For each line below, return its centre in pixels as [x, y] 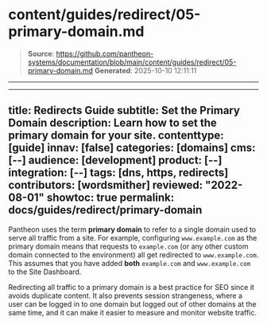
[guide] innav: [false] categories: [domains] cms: [132, 148]
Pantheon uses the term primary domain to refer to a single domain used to [132, 229]
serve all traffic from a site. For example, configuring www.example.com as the [133, 237]
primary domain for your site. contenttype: [116, 136]
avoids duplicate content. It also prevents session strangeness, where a [126, 296]
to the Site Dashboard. [45, 272]
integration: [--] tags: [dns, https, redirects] [118, 173]
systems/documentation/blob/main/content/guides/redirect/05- [132, 62]
